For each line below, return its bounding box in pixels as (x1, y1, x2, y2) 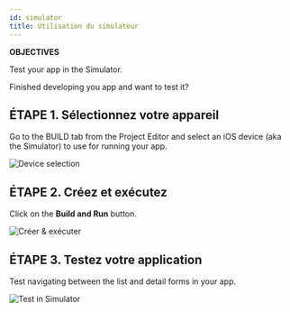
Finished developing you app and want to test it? (9, 81, 189, 92)
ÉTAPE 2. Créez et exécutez (9, 184, 168, 199)
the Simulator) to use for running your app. (9, 141, 168, 151)
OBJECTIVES (9, 46, 60, 57)
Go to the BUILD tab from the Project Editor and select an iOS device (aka (9, 132, 282, 142)
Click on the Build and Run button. (9, 208, 138, 219)
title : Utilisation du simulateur (9, 22, 140, 31)
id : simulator (9, 13, 63, 23)
